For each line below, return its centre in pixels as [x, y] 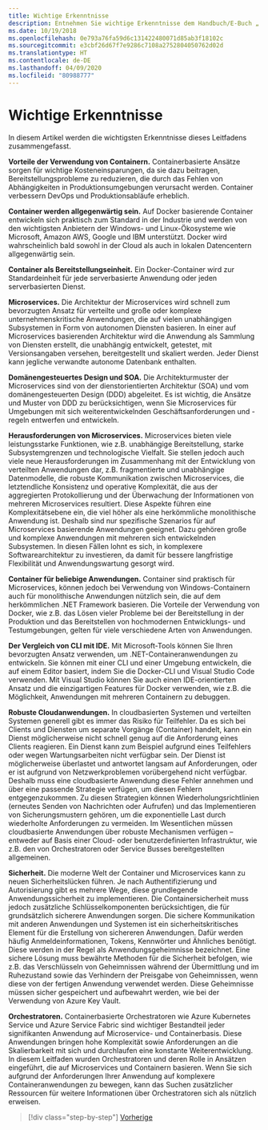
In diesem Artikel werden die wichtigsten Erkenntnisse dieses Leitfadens [128, 137]
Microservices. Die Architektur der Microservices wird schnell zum [119, 302]
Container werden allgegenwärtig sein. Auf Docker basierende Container [131, 211]
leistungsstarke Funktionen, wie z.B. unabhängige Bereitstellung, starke [126, 444]
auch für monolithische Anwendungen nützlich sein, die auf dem [115, 595]
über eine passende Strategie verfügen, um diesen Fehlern [105, 789]
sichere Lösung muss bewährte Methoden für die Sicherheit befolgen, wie [131, 958]
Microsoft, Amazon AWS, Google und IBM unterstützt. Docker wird [118, 237]
